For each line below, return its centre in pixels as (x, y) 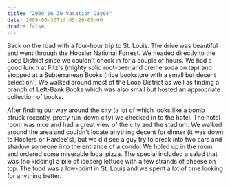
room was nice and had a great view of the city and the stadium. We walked (115, 125)
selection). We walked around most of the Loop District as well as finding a (113, 82)
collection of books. (35, 97)
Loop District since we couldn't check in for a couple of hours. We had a (109, 60)
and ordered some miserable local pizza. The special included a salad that (113, 154)
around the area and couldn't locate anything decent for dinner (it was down (115, 132)
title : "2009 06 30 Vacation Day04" (60, 13)
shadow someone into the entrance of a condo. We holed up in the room (110, 147)
